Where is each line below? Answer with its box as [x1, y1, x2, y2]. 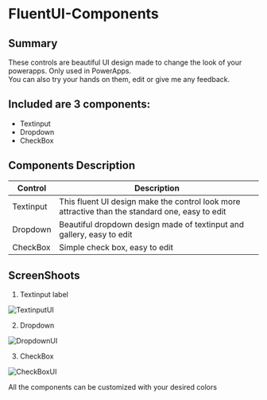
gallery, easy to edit [59, 229, 133, 240]
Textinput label [19, 290, 69, 300]
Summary [8, 37, 58, 50]
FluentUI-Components [8, 5, 159, 23]
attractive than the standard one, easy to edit [59, 206, 226, 217]
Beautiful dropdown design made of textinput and [59, 218, 245, 229]
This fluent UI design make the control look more [59, 196, 241, 207]
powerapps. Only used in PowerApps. [8, 66, 132, 76]
